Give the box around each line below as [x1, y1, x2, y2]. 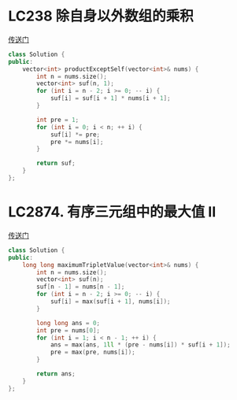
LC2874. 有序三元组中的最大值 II [8, 203, 217, 221]
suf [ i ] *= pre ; [50, 131, 101, 139]
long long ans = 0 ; [36, 319, 101, 327]
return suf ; [36, 159, 76, 168]
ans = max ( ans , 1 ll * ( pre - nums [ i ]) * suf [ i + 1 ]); [50, 341, 231, 349]
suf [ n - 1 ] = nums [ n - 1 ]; [36, 283, 125, 291]
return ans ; [36, 370, 76, 378]
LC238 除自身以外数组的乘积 [8, 7, 194, 25]
